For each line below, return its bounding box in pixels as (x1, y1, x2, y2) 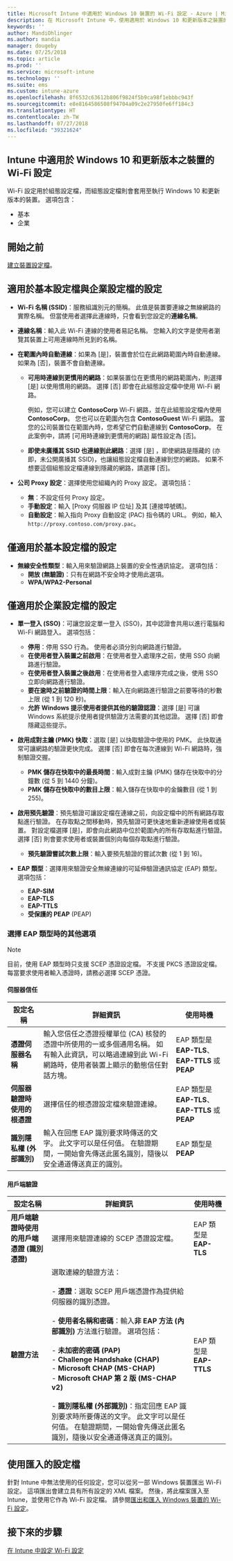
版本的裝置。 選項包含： (7, 195, 76, 204)
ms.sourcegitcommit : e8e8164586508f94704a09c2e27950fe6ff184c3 (7, 101, 194, 108)
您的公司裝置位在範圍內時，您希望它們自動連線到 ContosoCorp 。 (27, 423, 215, 431)
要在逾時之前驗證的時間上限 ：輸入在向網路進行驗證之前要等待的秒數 (27, 686, 223, 695)
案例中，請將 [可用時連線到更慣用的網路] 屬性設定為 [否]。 (33, 432, 200, 440)
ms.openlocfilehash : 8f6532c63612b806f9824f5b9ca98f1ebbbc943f (7, 95, 194, 101)
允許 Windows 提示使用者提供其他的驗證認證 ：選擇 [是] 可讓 (27, 703, 200, 712)
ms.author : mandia (7, 36, 60, 43)
